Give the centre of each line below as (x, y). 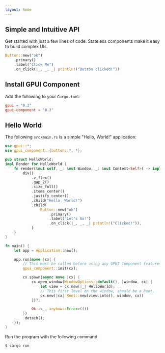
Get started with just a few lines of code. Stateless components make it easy (82, 41)
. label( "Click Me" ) (34, 65)
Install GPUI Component (42, 85)
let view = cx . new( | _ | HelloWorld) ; (78, 286)
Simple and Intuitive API (42, 30)
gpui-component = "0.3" (29, 110)
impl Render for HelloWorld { (36, 164)
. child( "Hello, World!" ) (57, 200)
